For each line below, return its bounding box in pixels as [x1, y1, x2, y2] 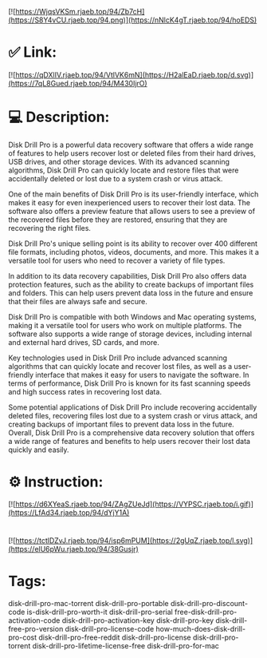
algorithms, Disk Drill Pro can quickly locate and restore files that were [8, 165, 239, 175]
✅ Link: [8, 43, 57, 61]
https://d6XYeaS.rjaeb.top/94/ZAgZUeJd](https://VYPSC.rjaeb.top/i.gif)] [15, 499, 253, 509]
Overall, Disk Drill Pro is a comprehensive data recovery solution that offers [8, 427, 255, 438]
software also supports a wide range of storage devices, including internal [8, 329, 253, 339]
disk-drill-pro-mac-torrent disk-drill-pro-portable [8, 598, 169, 608]
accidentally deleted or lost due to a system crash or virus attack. [8, 173, 223, 183]
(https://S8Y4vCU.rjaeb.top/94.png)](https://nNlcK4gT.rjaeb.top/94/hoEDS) [8, 15, 257, 25]
